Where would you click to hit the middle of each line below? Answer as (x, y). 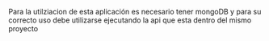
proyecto (23, 29)
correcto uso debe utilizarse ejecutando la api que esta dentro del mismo (130, 20)
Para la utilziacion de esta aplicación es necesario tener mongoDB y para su (135, 12)
